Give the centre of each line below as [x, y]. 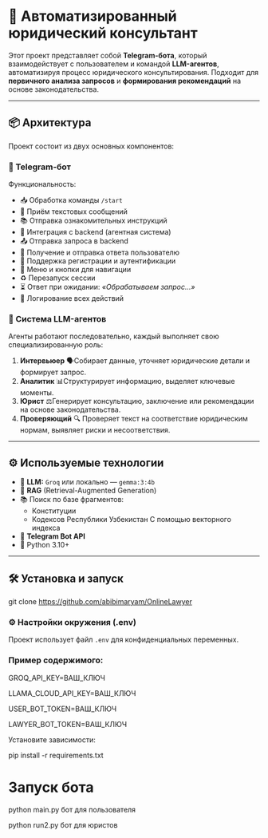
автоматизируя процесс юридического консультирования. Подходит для [134, 72]
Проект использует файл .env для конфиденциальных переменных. [124, 640]
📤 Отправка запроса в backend [74, 241]
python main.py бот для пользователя [72, 809]
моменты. [37, 393]
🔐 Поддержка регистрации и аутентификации [98, 261]
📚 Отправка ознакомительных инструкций [93, 221]
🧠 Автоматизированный [93, 16]
